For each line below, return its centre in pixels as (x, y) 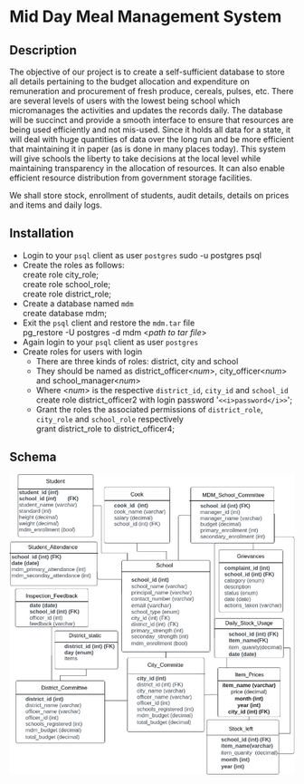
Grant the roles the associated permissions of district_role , (150, 409)
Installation (42, 233)
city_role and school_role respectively (109, 419)
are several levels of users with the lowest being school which (125, 101)
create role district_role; (66, 294)
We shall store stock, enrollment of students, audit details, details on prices (149, 195)
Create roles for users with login (82, 352)
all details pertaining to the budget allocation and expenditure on (130, 82)
